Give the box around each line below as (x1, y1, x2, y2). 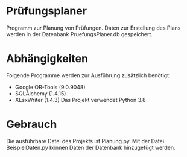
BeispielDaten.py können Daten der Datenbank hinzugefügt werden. (6, 144, 176, 151)
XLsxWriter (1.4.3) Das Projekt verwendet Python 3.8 (14, 96, 146, 103)
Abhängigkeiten (6, 52, 89, 66)
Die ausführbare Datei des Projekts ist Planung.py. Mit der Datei (6, 137, 165, 144)
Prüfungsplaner (6, 4, 87, 18)
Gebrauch (6, 118, 57, 131)
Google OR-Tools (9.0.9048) (14, 83, 86, 91)
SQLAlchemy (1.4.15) (14, 89, 66, 97)
